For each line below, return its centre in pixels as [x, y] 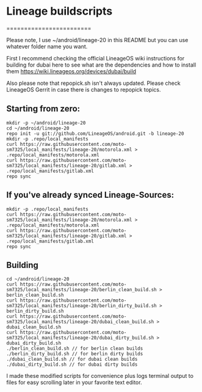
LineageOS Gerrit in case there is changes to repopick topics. [84, 89]
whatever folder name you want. [47, 46]
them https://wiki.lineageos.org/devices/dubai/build [71, 71]
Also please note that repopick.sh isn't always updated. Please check [94, 83]
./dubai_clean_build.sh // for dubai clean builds [72, 359]
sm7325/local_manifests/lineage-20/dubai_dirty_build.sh [80, 338]
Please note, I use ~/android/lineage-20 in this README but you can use [97, 40]
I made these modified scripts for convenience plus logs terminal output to [100, 376]
